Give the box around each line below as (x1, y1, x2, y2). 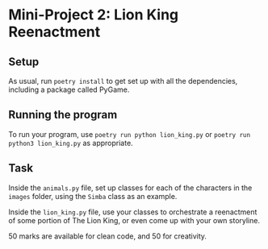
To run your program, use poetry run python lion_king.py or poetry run (8, 129, 251, 139)
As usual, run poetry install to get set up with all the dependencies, (8, 77, 238, 85)
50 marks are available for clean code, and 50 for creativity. (8, 231, 207, 241)
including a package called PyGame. (8, 85, 130, 94)
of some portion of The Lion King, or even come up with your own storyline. (8, 215, 261, 225)
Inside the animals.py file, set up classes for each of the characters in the (8, 183, 253, 193)
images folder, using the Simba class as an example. (8, 191, 178, 201)
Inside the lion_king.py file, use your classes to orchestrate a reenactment (8, 207, 258, 217)
